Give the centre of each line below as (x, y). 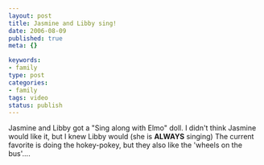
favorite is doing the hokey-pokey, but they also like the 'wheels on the (126, 145)
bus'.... (19, 154)
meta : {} (23, 46)
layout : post (30, 16)
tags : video (28, 97)
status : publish (35, 105)
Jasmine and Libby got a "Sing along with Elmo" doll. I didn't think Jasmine (132, 128)
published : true (35, 38)
